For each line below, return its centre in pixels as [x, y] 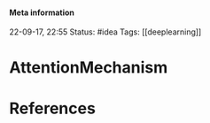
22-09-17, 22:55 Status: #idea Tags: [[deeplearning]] [105, 32]
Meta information [42, 12]
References [52, 108]
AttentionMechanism [89, 68]
